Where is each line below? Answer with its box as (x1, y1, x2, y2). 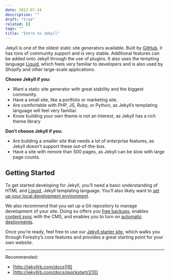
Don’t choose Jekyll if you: (5, 128, 63, 134)
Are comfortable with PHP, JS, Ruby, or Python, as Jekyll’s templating (12, 102, 158, 108)
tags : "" (5, 26, 24, 31)
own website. (5, 239, 33, 246)
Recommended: (5, 254, 38, 260)
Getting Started (5, 169, 55, 177)
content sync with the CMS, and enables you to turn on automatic (5, 213, 142, 219)
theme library (12, 118, 41, 124)
